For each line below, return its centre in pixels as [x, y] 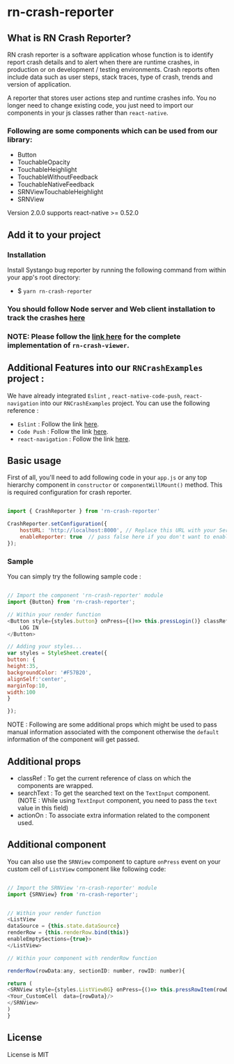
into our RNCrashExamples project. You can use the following [125, 403]
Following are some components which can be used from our [112, 131]
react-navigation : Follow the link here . [73, 439]
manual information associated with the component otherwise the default [113, 732]
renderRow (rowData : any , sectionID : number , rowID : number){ [96, 971]
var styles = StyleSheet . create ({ [57, 653]
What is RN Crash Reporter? [69, 38]
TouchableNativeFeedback [56, 184]
